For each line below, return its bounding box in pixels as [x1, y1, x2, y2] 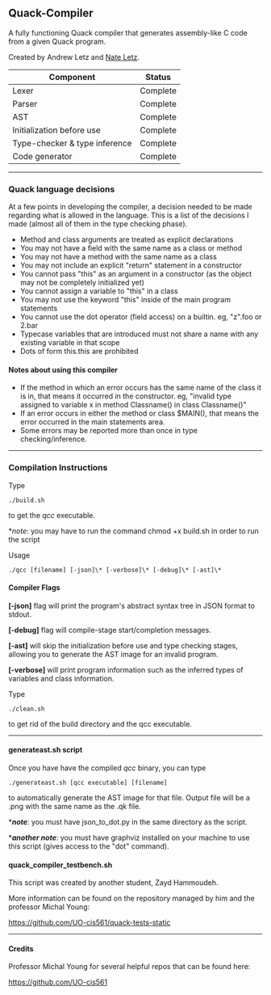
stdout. [8, 609, 32, 619]
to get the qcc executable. [8, 510, 95, 520]
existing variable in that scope [19, 338, 120, 348]
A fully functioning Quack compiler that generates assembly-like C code [8, 27, 248, 37]
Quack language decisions [8, 183, 115, 195]
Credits [8, 943, 34, 953]
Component [48, 71, 96, 82]
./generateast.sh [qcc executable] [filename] [8, 779, 168, 787]
